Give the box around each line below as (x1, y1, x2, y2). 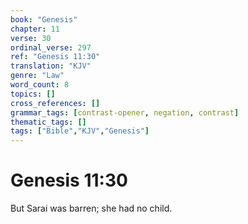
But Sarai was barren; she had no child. (10, 202, 173, 215)
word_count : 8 (10, 80, 70, 90)
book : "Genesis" (10, 14, 78, 25)
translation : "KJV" (10, 61, 92, 71)
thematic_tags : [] (10, 117, 87, 127)
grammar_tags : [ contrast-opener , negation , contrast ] (10, 107, 240, 118)
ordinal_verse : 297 (10, 42, 92, 53)
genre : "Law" (10, 71, 65, 81)
